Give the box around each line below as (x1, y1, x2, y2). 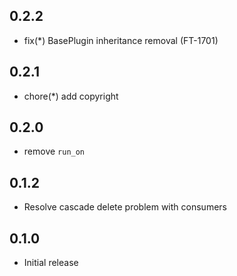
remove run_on (23, 145, 86, 158)
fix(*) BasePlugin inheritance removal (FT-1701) (23, 34, 219, 46)
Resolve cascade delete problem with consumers (23, 201, 227, 213)
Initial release (23, 257, 79, 269)
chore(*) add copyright (23, 90, 119, 102)
